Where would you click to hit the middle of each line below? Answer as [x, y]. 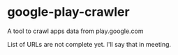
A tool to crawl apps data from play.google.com [75, 31]
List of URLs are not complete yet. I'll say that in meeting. [89, 44]
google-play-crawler [69, 12]
